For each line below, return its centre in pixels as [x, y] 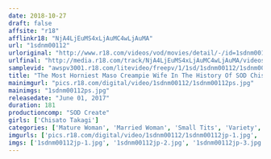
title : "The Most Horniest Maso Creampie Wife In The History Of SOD [128, 75]
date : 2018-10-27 [38, 16]
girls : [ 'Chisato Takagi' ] [54, 120]
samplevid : [27, 68]
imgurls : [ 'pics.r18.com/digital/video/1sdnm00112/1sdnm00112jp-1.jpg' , [133, 135]
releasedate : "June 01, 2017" [59, 98]
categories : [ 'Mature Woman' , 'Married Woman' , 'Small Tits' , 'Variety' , [135, 128]
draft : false [30, 23]
